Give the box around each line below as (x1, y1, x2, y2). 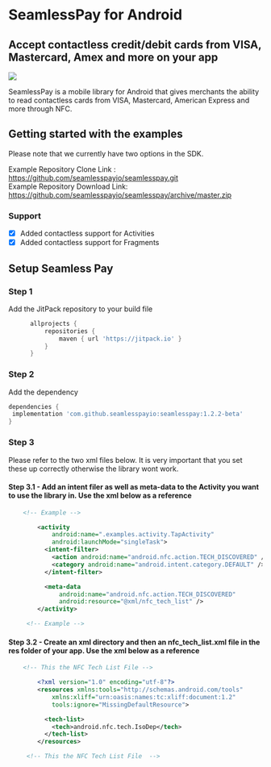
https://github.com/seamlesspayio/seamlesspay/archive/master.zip (8, 190, 232, 199)
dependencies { (8, 402, 60, 411)
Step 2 (8, 369, 35, 380)
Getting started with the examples (8, 127, 183, 141)
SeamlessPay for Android (8, 6, 183, 24)
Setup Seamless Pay (8, 261, 114, 275)
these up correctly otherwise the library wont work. (8, 464, 179, 473)
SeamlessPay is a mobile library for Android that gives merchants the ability (8, 87, 260, 96)
